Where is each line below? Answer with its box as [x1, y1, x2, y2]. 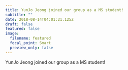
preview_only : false [10, 45, 53, 50]
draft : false [5, 21, 33, 27]
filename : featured [10, 36, 51, 41]
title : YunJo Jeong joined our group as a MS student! [5, 7, 124, 13]
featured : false [5, 26, 40, 31]
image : [5, 31, 19, 36]
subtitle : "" [5, 12, 33, 17]
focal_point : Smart [10, 41, 51, 46]
